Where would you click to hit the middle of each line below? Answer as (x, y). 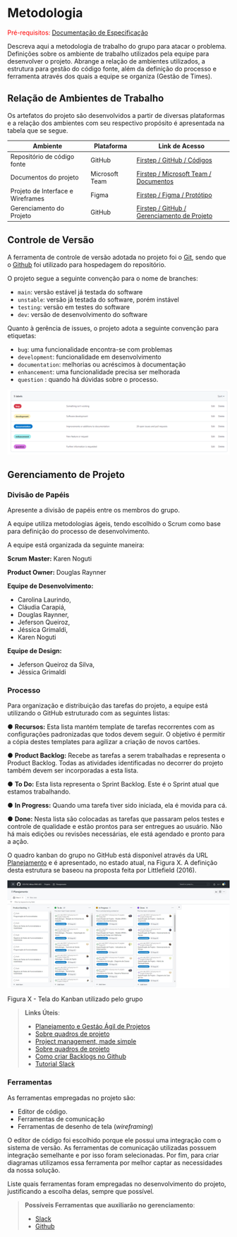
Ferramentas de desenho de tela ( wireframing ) (85, 1126)
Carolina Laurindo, (44, 599)
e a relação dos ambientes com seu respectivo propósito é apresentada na (116, 123)
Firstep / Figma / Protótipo (175, 195)
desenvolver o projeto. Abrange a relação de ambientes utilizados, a (107, 61)
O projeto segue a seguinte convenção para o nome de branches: (103, 278)
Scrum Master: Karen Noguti (50, 558)
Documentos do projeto (44, 177)
